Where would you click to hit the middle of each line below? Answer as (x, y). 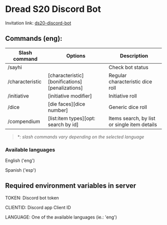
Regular (118, 75)
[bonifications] (65, 82)
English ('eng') (20, 161)
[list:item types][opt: (72, 118)
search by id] (63, 124)
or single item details (133, 124)
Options (76, 56)
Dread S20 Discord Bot (53, 9)
